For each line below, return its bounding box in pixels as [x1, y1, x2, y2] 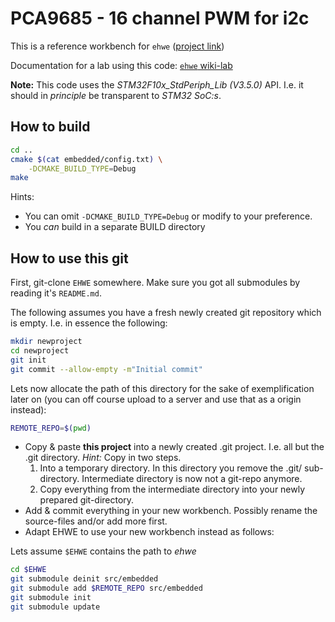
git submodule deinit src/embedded [10, 574, 159, 584]
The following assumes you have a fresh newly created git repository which [10, 307, 322, 319]
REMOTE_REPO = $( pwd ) [10, 423, 92, 433]
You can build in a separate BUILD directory [24, 221, 206, 233]
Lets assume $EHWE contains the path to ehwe [10, 545, 197, 557]
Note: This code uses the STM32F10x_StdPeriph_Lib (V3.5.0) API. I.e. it [10, 78, 304, 91]
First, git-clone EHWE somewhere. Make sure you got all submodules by [10, 277, 301, 289]
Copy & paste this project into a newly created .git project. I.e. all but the [24, 441, 325, 453]
